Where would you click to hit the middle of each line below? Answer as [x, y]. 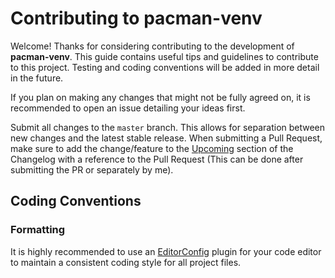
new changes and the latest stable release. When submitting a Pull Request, [166, 138]
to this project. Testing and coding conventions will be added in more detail [165, 67]
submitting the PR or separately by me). [92, 169]
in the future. [37, 78]
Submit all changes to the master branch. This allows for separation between [168, 127]
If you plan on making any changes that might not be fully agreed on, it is [160, 97]
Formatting [38, 230]
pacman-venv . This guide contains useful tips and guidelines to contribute [164, 56]
